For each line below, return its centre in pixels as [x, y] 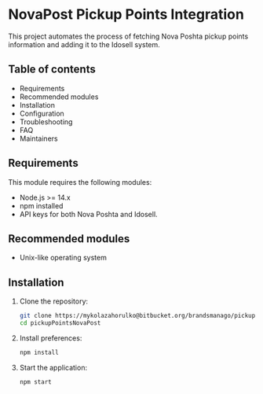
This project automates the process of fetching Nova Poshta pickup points [128, 36]
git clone [36, 316]
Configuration [42, 113]
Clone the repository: [54, 301]
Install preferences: [51, 338]
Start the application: [53, 367]
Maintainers [38, 138]
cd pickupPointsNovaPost [60, 323]
